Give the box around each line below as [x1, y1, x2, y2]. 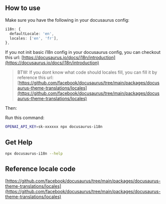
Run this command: [5, 115, 44, 121]
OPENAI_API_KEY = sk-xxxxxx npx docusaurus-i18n [5, 124, 103, 129]
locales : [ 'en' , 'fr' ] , [9, 36, 58, 41]
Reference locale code [5, 165, 76, 173]
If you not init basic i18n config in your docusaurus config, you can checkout [5, 49, 161, 55]
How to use [5, 4, 41, 12]
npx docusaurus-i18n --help [5, 151, 63, 156]
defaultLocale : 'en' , [9, 31, 54, 36]
